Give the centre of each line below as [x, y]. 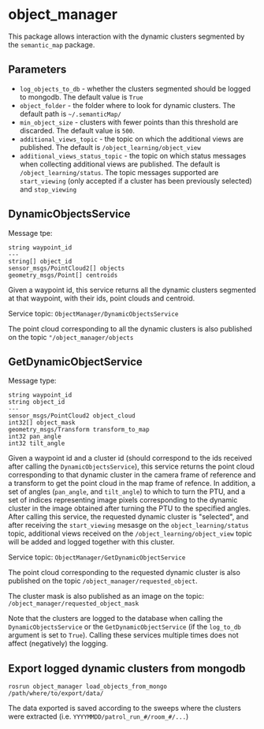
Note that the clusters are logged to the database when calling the [115, 619]
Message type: [32, 381]
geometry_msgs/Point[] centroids [63, 275]
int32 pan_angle [35, 437]
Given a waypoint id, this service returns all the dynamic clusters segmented [132, 290]
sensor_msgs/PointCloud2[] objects [67, 268]
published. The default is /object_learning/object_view [110, 147]
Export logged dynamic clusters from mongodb [127, 668]
